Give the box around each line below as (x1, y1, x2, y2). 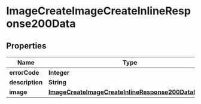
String (48, 78, 67, 86)
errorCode (9, 69, 39, 77)
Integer (48, 69, 70, 77)
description (9, 78, 43, 86)
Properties (6, 41, 47, 51)
